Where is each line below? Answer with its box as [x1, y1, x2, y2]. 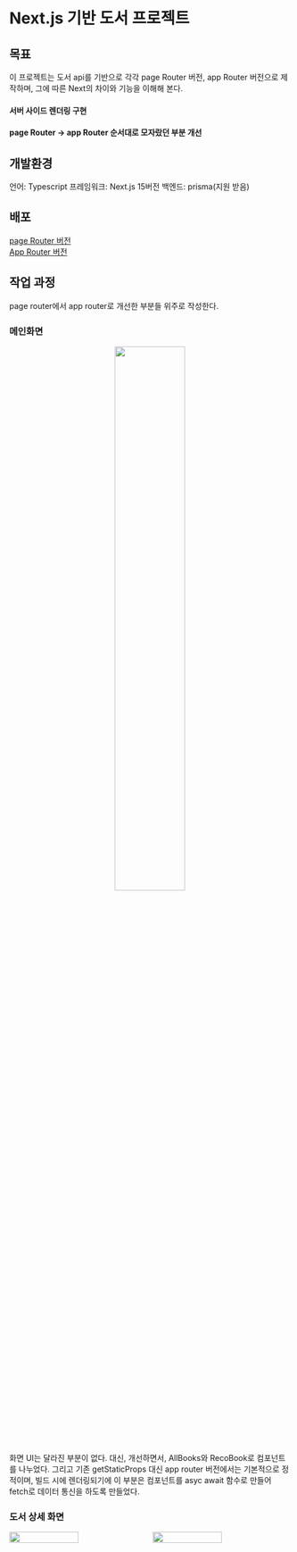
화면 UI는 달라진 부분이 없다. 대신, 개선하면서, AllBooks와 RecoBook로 [9, 1452, 255, 1463]
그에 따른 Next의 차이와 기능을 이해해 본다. [35, 83, 184, 94]
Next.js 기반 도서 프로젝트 [9, 8, 190, 29]
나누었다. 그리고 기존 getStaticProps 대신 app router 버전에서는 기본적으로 [18, 1464, 280, 1474]
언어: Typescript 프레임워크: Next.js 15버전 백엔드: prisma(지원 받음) [9, 181, 250, 192]
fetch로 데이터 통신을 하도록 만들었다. [9, 1486, 140, 1497]
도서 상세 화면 [9, 1510, 65, 1523]
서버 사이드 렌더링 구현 [9, 104, 87, 116]
